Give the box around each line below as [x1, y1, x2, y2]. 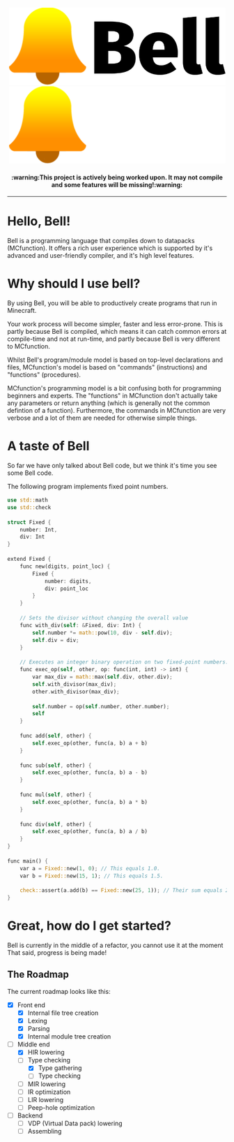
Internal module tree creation [27, 1032, 111, 1041]
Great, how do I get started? [7, 918, 172, 934]
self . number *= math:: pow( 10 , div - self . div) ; [32, 629, 173, 636]
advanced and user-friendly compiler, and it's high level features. [7, 251, 194, 260]
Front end [17, 1000, 45, 1009]
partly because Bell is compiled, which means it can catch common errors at [7, 328, 227, 336]
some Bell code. [7, 469, 54, 477]
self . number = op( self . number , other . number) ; [32, 703, 170, 710]
